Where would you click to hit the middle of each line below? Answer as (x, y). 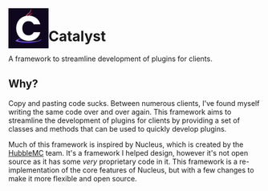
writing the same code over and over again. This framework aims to (120, 112)
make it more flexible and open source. (73, 178)
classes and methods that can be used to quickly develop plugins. (118, 128)
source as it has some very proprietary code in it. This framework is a (123, 161)
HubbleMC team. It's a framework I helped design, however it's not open (128, 152)
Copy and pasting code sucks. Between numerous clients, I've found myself (134, 103)
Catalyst (77, 37)
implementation (34, 170)
